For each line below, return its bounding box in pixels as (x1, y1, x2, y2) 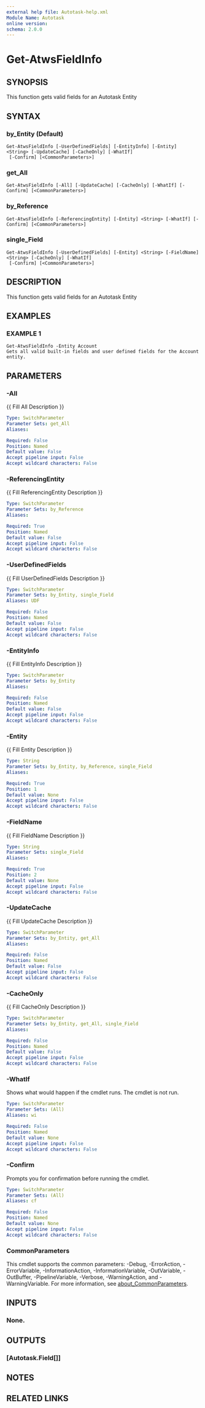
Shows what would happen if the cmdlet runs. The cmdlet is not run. (6, 1089, 179, 1097)
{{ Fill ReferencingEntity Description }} (6, 489, 103, 496)
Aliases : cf (6, 1198, 37, 1204)
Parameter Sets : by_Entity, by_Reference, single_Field (6, 764, 152, 770)
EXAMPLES (6, 311, 51, 321)
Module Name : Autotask (6, 15, 64, 21)
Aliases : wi (6, 1113, 37, 1119)
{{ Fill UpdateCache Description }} (6, 917, 93, 925)
